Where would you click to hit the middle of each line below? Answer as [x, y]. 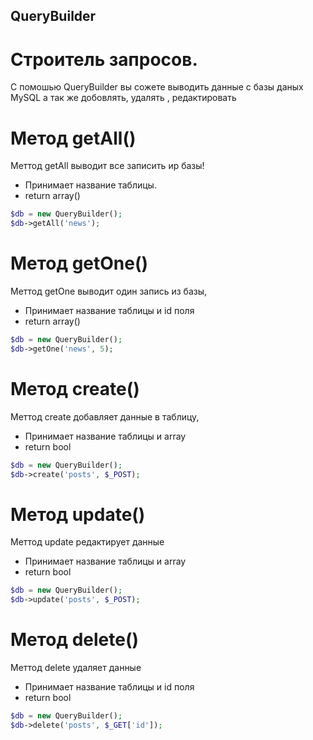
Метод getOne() [79, 263]
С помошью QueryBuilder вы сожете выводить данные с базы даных [157, 87]
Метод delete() [75, 640]
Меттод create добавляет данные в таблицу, [105, 416]
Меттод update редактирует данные [87, 542]
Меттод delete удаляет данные [76, 668]
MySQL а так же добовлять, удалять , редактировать [123, 98]
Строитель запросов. [104, 59]
